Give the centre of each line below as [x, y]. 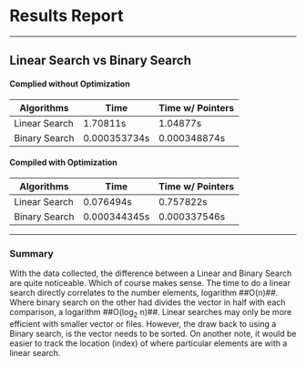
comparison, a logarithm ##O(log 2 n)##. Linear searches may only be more [151, 313]
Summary [32, 253]
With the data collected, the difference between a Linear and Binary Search [151, 273]
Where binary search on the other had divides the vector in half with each [148, 302]
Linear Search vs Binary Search [100, 61]
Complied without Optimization [70, 84]
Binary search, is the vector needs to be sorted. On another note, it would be [153, 333]
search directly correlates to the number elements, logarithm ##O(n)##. [144, 293]
